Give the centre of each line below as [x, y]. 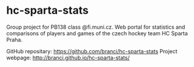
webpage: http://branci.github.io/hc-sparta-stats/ [68, 57]
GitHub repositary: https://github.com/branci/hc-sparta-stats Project [92, 51]
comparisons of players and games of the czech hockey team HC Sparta [97, 33]
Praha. [15, 39]
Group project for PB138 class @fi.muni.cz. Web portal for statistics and [96, 27]
